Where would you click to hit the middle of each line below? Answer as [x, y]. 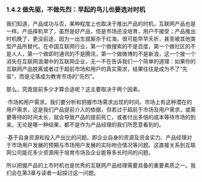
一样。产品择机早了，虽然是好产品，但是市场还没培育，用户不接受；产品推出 [101, 31]
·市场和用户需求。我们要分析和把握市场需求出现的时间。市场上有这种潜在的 [99, 102]
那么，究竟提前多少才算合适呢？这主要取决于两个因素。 [75, 89]
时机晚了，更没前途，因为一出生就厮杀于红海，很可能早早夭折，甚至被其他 [98, 39]
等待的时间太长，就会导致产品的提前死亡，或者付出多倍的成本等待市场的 [101, 117]
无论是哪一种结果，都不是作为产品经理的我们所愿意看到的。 [90, 125]
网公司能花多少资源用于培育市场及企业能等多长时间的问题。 [80, 152]
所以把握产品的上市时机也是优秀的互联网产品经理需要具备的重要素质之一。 [98, 165]
